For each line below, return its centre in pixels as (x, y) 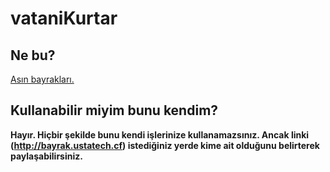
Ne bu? (33, 55)
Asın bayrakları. (42, 79)
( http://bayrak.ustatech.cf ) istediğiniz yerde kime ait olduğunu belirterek (165, 145)
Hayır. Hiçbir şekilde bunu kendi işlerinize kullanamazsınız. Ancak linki (160, 134)
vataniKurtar (64, 18)
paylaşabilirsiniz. (46, 156)
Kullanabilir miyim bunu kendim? (114, 110)
